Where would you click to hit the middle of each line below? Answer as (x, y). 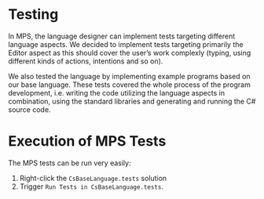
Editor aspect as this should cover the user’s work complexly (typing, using (130, 52)
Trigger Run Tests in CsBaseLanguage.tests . (91, 186)
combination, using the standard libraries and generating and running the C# (132, 101)
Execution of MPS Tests (87, 141)
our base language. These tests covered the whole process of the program (130, 85)
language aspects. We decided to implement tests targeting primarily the (126, 44)
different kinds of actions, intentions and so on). (86, 61)
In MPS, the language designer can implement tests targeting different (122, 36)
